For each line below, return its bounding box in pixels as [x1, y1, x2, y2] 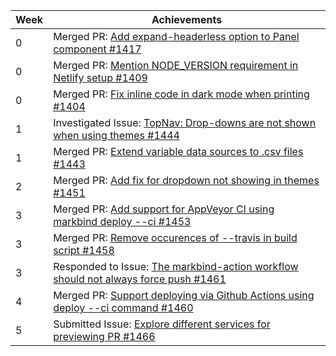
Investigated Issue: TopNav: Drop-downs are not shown [53, 116, 317, 129]
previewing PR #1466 [53, 330, 156, 343]
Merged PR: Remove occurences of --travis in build [53, 231, 298, 244]
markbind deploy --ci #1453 [53, 215, 192, 228]
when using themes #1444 [53, 129, 180, 142]
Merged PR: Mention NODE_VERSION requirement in [53, 59, 299, 72]
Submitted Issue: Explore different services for [53, 317, 271, 331]
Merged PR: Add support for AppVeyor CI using [53, 202, 275, 216]
